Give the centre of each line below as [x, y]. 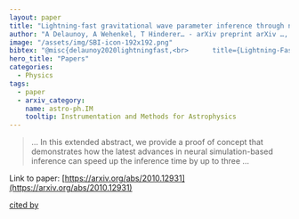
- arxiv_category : [52, 100]
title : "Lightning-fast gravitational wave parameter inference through [147, 26]
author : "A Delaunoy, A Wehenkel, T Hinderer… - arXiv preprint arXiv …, [149, 34]
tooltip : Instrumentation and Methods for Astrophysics [131, 117]
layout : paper [36, 17]
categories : [31, 68]
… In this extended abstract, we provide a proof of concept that [147, 142]
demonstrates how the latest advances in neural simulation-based [152, 151]
